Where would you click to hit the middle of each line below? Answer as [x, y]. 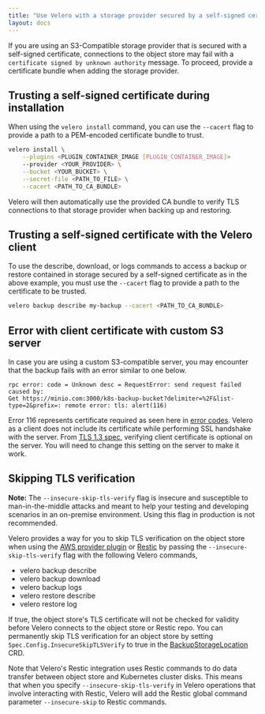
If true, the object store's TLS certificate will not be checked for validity [123, 619]
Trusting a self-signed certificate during [109, 95]
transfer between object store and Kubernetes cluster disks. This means [125, 676]
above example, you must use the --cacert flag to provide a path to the [124, 283]
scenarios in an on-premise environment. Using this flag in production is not [131, 514]
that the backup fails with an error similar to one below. [97, 370]
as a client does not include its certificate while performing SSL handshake [130, 429]
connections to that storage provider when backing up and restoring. [120, 210]
